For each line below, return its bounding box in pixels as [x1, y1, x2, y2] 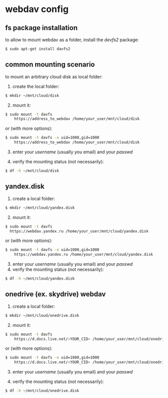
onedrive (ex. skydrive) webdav [5, 290, 106, 299]
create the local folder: [12, 83, 59, 89]
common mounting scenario [5, 60, 95, 69]
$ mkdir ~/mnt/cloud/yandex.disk [5, 205, 75, 210]
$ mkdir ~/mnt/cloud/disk [5, 93, 59, 98]
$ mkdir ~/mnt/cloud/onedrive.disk [5, 313, 79, 318]
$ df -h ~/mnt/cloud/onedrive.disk [5, 388, 79, 393]
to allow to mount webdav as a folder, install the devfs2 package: [5, 37, 139, 43]
